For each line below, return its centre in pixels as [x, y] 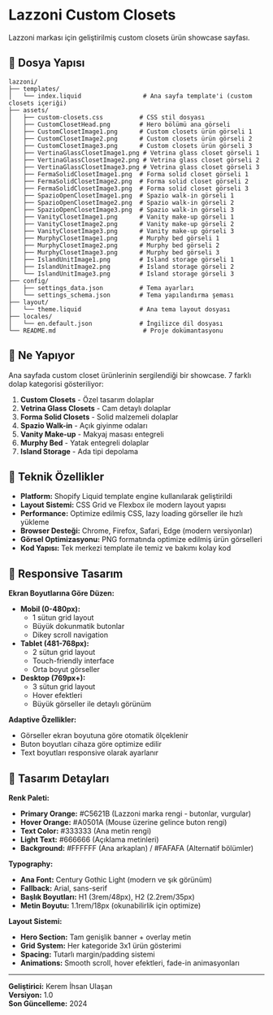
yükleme [35, 523]
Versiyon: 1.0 [31, 995]
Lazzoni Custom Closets [92, 15]
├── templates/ [34, 89]
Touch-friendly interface [73, 661]
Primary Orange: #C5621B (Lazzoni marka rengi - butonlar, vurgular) [136, 813]
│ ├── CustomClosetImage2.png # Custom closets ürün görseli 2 [130, 139]
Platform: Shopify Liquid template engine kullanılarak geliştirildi [126, 497]
